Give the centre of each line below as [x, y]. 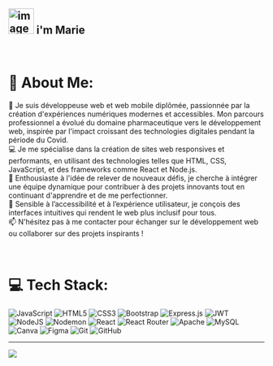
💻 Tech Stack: [58, 285]
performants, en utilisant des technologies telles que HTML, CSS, [118, 160]
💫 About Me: [51, 83]
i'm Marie [61, 30]
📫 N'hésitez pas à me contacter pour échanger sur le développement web [133, 221]
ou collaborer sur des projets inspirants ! [76, 233]
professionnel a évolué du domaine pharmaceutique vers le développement [135, 122]
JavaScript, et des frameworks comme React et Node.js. [103, 169]
